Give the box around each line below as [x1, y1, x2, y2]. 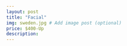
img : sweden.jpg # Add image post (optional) [6, 20, 122, 26]
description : [6, 31, 39, 37]
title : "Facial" [6, 14, 47, 20]
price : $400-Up [6, 25, 44, 32]
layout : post [6, 8, 39, 15]
